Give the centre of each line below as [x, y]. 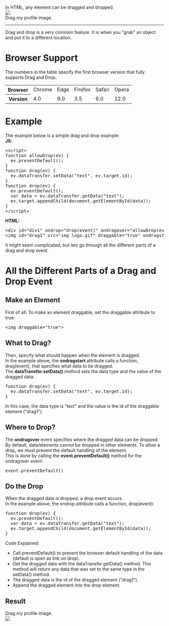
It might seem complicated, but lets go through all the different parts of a [80, 245]
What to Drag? [28, 343]
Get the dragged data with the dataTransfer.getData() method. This [82, 564]
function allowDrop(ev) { [37, 155]
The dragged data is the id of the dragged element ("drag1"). [75, 580]
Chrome [43, 89]
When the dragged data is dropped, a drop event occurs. [64, 498]
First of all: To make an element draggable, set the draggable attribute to [80, 312]
